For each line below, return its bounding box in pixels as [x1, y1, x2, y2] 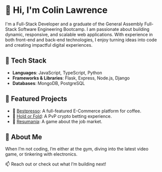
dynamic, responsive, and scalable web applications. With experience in [5, 31, 153, 37]
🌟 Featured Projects [5, 94, 68, 103]
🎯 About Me [5, 133, 42, 141]
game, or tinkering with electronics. [5, 151, 78, 157]
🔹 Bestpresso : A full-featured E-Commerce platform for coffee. [12, 108, 142, 114]
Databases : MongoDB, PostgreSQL [12, 80, 85, 86]
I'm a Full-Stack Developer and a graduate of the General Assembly [5, 21, 143, 27]
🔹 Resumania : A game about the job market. [12, 118, 103, 124]
